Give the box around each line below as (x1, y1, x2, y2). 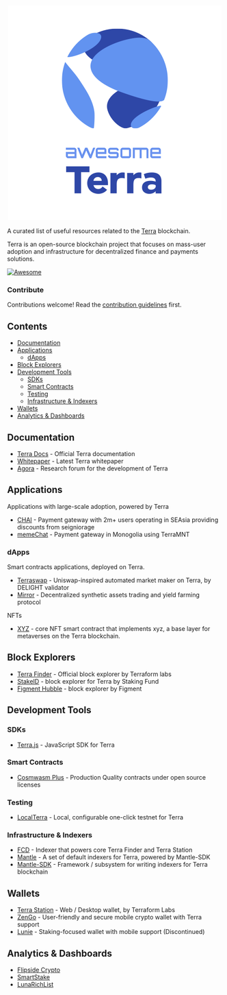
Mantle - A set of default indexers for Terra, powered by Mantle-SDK (16, 853, 211, 861)
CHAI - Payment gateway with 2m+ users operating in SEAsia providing (16, 516, 219, 524)
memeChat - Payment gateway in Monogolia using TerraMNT (16, 530, 190, 538)
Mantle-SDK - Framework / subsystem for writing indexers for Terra (16, 861, 209, 869)
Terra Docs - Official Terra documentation (16, 449, 135, 457)
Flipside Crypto (16, 966, 60, 974)
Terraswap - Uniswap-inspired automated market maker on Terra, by (16, 576, 211, 584)
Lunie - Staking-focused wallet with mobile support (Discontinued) (16, 928, 205, 936)
